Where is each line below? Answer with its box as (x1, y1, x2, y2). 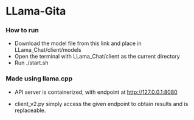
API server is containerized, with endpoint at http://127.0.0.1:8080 (14, 88, 178, 96)
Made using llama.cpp (5, 74, 73, 83)
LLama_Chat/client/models (14, 46, 81, 54)
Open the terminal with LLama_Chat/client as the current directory (14, 53, 180, 60)
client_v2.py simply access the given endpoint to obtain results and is (14, 100, 189, 107)
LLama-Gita (5, 4, 66, 18)
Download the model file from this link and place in (14, 40, 142, 47)
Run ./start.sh (14, 59, 49, 66)
